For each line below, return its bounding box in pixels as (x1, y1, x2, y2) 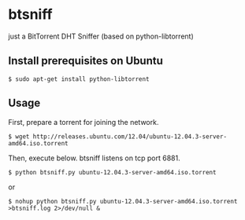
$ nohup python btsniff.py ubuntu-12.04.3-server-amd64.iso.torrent (8, 197, 238, 205)
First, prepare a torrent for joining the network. (8, 117, 159, 126)
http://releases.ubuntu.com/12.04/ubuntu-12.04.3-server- (32, 132, 227, 141)
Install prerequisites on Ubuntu (8, 54, 164, 68)
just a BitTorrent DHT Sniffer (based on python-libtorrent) (8, 31, 195, 41)
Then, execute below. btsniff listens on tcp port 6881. (8, 153, 180, 163)
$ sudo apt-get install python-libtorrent (8, 75, 150, 83)
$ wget (8, 132, 30, 141)
